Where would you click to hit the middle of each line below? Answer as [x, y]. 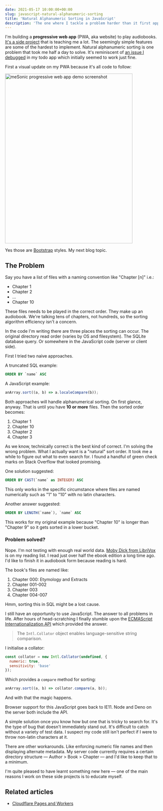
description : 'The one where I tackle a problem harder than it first [78, 23]
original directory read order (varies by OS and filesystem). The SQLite [76, 336]
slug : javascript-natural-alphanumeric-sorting [54, 14]
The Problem [25, 266]
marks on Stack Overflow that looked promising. [53, 462]
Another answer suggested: [33, 504]
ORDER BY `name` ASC [26, 374]
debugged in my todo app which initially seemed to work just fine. [71, 57]
